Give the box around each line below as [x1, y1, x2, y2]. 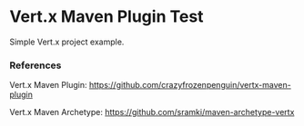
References [9, 59, 62, 72]
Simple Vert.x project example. [9, 36, 125, 47]
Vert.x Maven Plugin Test [9, 6, 204, 27]
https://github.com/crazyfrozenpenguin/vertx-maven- [88, 80, 291, 91]
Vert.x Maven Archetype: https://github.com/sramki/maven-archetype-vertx [9, 107, 295, 118]
